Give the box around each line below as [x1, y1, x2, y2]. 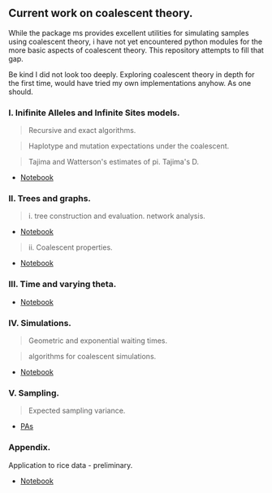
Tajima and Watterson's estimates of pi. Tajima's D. [28, 157, 199, 167]
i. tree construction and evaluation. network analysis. [28, 211, 205, 221]
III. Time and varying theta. [8, 279, 117, 290]
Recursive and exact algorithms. [28, 126, 136, 135]
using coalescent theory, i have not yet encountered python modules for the [8, 36, 262, 46]
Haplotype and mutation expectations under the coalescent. [28, 141, 230, 151]
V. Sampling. [8, 387, 59, 398]
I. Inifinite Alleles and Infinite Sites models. [8, 107, 180, 118]
